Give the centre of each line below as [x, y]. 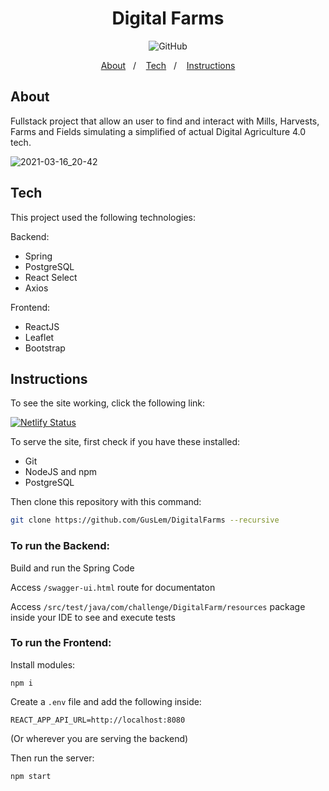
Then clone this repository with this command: [106, 502]
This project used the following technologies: [103, 217]
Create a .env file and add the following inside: [106, 701]
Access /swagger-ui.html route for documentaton [113, 587]
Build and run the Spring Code [72, 568]
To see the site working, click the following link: [108, 403]
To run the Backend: [60, 546]
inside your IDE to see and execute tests [93, 617]
